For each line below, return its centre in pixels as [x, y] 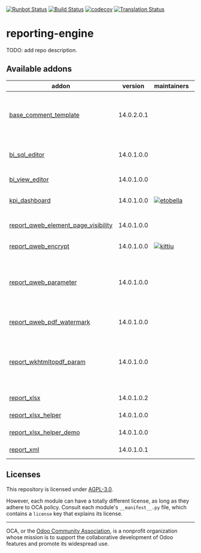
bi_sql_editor [27, 154]
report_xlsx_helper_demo [45, 432]
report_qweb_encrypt [39, 246]
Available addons [39, 69]
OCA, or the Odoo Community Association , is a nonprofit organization [92, 531]
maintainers [172, 86]
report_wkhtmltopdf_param [47, 361]
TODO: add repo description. [42, 50]
